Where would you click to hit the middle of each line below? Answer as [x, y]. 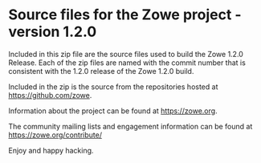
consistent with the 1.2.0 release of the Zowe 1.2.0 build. [101, 71]
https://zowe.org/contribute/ [55, 135]
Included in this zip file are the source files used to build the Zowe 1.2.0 [126, 54]
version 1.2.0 [53, 32]
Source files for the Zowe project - [125, 15]
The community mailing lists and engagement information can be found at [130, 126]
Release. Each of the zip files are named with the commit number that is [127, 63]
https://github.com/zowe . [50, 95]
